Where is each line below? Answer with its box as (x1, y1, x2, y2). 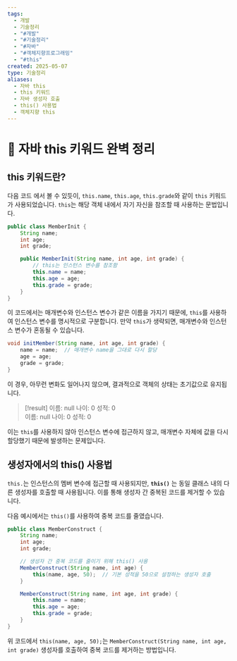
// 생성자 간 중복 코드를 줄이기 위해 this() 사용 (20, 558, 148, 565)
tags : (7, 10, 23, 18)
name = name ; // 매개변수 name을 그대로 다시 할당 (20, 347, 157, 354)
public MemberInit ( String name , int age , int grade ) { (20, 255, 185, 263)
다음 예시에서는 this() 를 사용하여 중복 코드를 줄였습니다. (7, 512, 164, 520)
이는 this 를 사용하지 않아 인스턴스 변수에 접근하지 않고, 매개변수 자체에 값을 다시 (7, 427, 229, 435)
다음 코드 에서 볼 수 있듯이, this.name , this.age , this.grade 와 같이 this (7, 191, 208, 199)
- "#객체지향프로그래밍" (13, 50, 73, 57)
